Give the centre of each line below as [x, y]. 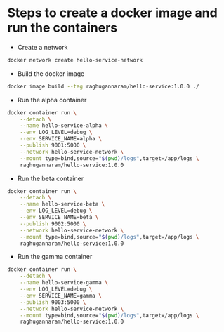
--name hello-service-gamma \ [64, 283]
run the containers [62, 28]
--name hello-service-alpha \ [64, 126]
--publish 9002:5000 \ [53, 224]
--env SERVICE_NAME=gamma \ [61, 296]
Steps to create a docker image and [112, 13]
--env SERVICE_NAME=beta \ [59, 218]
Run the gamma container [55, 257]
